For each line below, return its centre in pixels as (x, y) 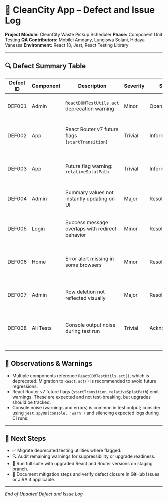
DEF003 (17, 168)
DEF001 (17, 106)
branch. (20, 469)
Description (92, 86)
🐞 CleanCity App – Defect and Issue (80, 10)
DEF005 (17, 228)
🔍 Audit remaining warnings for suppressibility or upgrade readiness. (84, 456)
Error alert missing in (90, 258)
